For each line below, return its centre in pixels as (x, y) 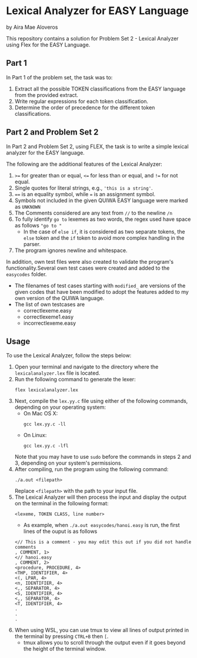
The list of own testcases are (50, 304)
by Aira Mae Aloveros (32, 27)
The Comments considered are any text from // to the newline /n (93, 213)
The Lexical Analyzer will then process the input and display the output (101, 497)
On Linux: (35, 435)
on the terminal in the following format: (61, 503)
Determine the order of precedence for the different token (85, 108)
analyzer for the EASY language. (46, 152)
